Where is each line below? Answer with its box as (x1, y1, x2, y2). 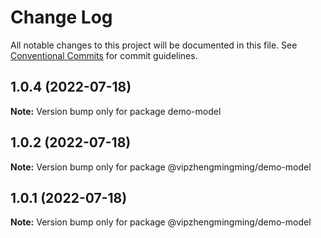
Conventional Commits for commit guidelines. (10, 49, 198, 61)
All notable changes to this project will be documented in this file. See (10, 39, 298, 51)
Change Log (10, 6, 113, 29)
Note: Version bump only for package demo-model (10, 105, 222, 117)
